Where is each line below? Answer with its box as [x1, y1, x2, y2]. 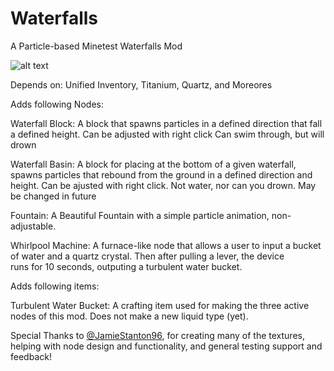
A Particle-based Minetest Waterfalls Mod [10, 40, 183, 52]
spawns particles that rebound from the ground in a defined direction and [10, 168, 313, 181]
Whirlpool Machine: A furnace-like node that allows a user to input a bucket [10, 239, 322, 251]
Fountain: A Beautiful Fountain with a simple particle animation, [10, 209, 270, 221]
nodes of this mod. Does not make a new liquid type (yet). [10, 310, 249, 322]
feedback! [10, 350, 52, 362]
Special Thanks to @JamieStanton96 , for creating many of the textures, [10, 329, 305, 341]
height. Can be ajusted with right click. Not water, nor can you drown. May [10, 179, 317, 191]
